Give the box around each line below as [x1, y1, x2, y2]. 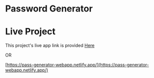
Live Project [5, 26, 56, 37]
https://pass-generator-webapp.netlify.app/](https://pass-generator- [7, 62, 149, 68]
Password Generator [5, 3, 93, 14]
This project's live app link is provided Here [5, 42, 95, 48]
